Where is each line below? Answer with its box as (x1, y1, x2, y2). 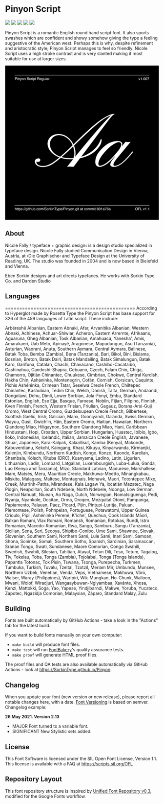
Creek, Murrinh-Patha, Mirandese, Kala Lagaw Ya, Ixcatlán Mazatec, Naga (5, 481, 154, 487)
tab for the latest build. (5, 623, 51, 629)
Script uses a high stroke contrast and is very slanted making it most (5, 50, 143, 56)
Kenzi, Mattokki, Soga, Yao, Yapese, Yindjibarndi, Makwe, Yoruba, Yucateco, (5, 585, 159, 591)
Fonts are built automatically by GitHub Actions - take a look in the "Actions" (5, 617, 158, 623)
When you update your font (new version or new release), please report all (5, 694, 155, 700)
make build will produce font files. (12, 641, 81, 647)
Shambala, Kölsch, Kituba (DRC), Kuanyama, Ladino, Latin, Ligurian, (5, 455, 142, 461)
